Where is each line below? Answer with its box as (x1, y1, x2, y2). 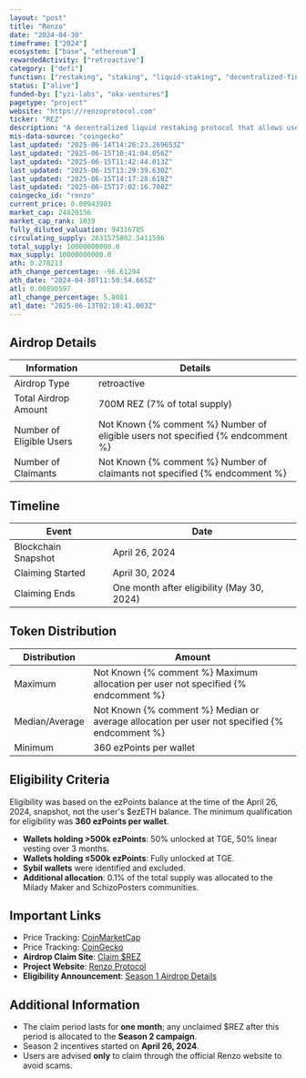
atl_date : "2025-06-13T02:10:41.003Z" (9, 301, 157, 310)
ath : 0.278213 (9, 259, 64, 269)
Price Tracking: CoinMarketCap (22, 932, 141, 943)
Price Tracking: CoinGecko (22, 941, 124, 952)
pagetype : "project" (9, 97, 88, 107)
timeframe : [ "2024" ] (9, 38, 88, 48)
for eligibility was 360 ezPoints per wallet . (9, 816, 169, 827)
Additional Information (9, 997, 140, 1012)
